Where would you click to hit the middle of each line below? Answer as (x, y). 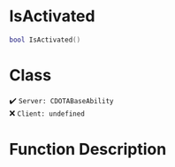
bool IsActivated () (45, 40)
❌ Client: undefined (47, 113)
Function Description (88, 149)
